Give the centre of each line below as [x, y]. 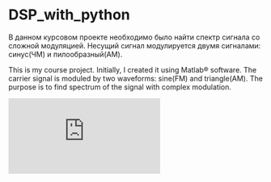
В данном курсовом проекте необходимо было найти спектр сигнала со [134, 37]
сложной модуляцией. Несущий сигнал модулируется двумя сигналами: [135, 45]
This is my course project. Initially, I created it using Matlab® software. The [133, 69]
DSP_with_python [70, 15]
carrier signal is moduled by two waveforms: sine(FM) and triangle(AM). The [135, 78]
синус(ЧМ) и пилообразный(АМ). [66, 54]
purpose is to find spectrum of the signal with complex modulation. [120, 87]
